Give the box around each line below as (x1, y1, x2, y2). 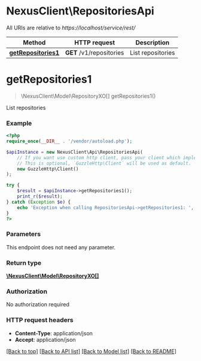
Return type (6, 258, 42, 267)
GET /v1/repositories (65, 48, 124, 56)
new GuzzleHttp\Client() (17, 166, 79, 172)
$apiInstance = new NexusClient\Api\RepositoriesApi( (6, 149, 144, 155)
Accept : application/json (14, 336, 76, 343)
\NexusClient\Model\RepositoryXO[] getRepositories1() (20, 92, 156, 100)
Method (23, 38, 46, 46)
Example (6, 119, 32, 127)
